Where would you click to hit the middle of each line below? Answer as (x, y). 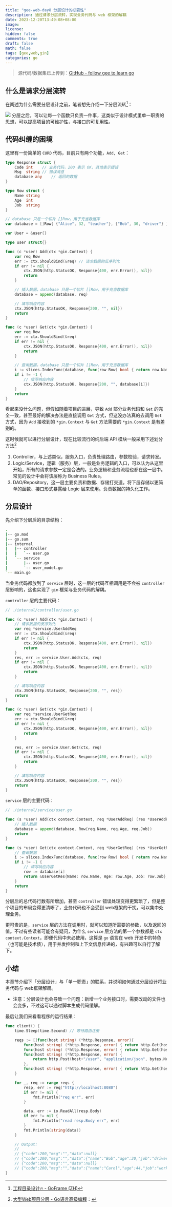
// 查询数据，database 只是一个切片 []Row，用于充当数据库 (71, 365)
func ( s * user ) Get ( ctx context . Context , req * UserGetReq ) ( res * (78, 848)
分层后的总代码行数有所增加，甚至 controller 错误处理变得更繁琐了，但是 (83, 901)
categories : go (21, 58)
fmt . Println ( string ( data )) (52, 1130)
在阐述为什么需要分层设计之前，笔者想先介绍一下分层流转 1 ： (69, 104)
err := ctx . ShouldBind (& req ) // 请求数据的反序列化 (67, 261)
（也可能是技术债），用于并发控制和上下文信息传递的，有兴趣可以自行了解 (83, 944)
